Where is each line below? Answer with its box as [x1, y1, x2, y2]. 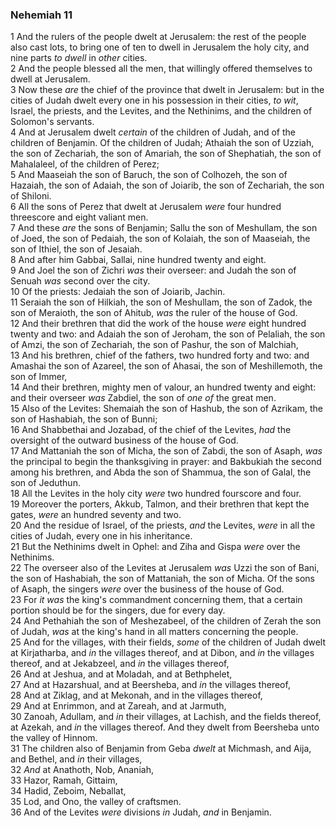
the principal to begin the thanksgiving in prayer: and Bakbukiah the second [10, 456, 322, 468]
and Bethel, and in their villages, [10, 753, 143, 765]
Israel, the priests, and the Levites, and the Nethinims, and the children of [10, 105, 313, 117]
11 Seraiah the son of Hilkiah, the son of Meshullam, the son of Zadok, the [10, 296, 313, 308]
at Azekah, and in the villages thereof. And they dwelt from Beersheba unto [10, 721, 320, 733]
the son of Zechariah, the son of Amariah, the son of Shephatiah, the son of [10, 148, 322, 160]
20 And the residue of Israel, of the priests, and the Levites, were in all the [10, 519, 316, 532]
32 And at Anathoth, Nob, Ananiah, [10, 764, 154, 776]
